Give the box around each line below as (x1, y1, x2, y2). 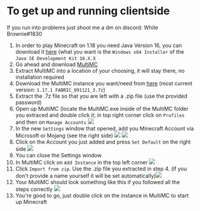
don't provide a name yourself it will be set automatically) (15, 172, 157, 179)
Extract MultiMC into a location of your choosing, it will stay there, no (15, 67, 185, 74)
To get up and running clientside (7, 4, 170, 18)
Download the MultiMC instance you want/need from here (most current (15, 79, 193, 87)
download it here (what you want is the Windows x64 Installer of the (15, 48, 185, 55)
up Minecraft (15, 198, 47, 205)
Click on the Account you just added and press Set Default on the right (15, 138, 191, 145)
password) (15, 98, 42, 105)
